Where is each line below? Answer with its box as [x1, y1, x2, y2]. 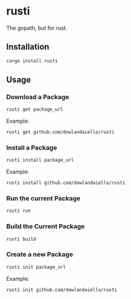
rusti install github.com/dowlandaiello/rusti [6, 180, 126, 186]
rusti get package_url [6, 107, 63, 113]
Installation [6, 42, 50, 52]
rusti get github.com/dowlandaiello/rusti [6, 129, 115, 136]
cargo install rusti [6, 57, 59, 64]
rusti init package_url [6, 264, 66, 270]
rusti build [6, 236, 36, 242]
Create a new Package [6, 250, 74, 258]
